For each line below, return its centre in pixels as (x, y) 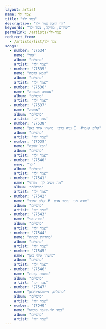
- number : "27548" (28, 305)
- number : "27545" (28, 251)
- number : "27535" (28, 69)
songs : (12, 46)
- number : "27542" (28, 196)
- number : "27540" (28, 160)
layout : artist (20, 10)
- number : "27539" (28, 142)
